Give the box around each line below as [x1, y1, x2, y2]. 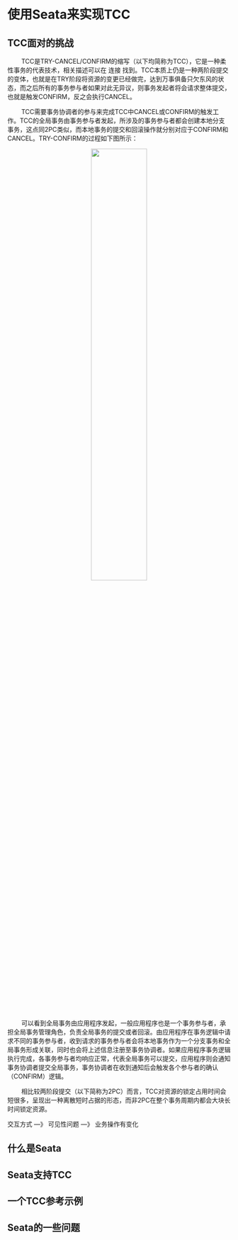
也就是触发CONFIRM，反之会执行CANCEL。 [7, 93, 136, 101]
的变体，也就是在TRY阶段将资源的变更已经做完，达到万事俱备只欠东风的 [7, 75, 218, 83]
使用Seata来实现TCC [7, 6, 131, 23]
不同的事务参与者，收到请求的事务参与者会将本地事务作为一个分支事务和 [13, 1037, 225, 1045]
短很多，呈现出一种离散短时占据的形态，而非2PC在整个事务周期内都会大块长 [7, 1096, 231, 1104]
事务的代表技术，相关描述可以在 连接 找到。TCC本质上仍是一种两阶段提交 [13, 66, 229, 74]
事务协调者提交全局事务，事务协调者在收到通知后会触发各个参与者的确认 [7, 1064, 218, 1071]
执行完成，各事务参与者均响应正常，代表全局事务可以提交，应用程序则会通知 [7, 1054, 231, 1063]
